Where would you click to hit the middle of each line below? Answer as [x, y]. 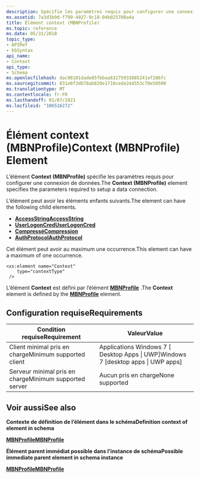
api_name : [18, 56]
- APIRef [17, 45]
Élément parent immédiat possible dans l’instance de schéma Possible [95, 451]
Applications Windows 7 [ [135, 347]
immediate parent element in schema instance [65, 458]
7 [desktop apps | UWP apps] [141, 362]
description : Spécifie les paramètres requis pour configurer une [90, 12]
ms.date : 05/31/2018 [32, 34]
